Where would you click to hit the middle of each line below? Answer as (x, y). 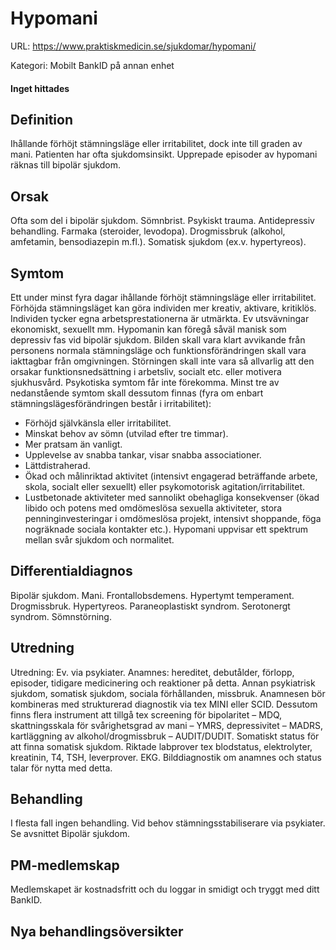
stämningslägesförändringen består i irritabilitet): (111, 403)
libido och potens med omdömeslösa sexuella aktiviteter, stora (153, 508)
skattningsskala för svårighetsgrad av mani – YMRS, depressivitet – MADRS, (167, 725)
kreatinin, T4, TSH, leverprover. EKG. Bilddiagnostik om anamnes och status (166, 757)
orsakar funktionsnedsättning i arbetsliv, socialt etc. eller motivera (146, 371)
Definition (41, 119)
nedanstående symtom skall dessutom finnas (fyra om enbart (137, 393)
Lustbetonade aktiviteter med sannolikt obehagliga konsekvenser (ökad (172, 497)
